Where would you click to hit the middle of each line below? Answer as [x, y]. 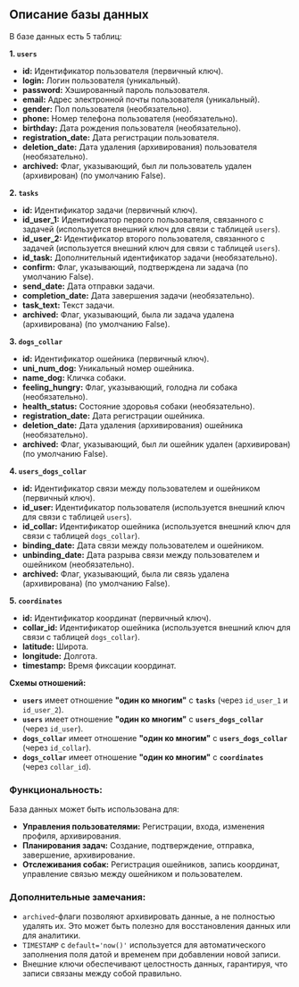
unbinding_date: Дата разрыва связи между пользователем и [141, 554]
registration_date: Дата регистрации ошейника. [113, 416]
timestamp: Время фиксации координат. [99, 665]
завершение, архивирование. [79, 855]
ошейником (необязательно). [78, 564]
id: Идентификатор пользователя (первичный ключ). [123, 71]
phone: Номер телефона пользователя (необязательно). [130, 118]
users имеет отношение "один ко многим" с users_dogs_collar [143, 719]
